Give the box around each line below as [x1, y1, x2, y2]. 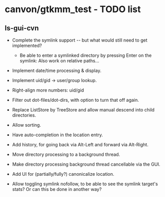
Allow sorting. [12, 122, 41, 128]
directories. [12, 112, 37, 118]
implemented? [12, 43, 42, 49]
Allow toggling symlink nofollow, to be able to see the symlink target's [12, 181, 158, 187]
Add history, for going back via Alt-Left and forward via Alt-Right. [12, 142, 149, 147]
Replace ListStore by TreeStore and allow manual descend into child [12, 107, 155, 112]
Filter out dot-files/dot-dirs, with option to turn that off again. [12, 97, 139, 103]
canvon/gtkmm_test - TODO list [5, 4, 141, 15]
